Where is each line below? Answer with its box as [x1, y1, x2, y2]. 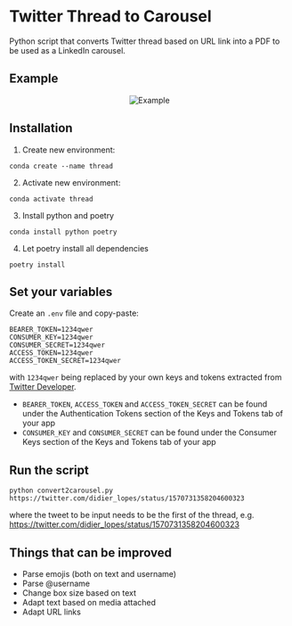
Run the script [9, 462, 89, 478]
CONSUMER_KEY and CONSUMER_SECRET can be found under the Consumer [21, 427, 278, 438]
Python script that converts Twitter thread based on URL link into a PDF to [9, 36, 280, 46]
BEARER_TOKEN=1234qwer [9, 325, 93, 334]
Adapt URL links [21, 606, 82, 617]
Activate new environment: [21, 177, 121, 188]
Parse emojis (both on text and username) [21, 569, 176, 579]
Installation [9, 120, 73, 136]
